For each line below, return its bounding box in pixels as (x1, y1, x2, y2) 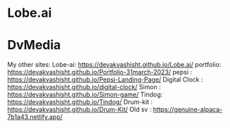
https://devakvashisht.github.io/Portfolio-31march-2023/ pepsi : (7, 68, 192, 77)
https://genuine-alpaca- (153, 105, 223, 114)
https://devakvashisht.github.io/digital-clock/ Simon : (7, 83, 161, 91)
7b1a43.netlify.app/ (7, 113, 63, 121)
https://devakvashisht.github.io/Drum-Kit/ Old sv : (7, 105, 152, 114)
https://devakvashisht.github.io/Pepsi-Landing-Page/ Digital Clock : (7, 75, 203, 84)
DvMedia (7, 37, 61, 53)
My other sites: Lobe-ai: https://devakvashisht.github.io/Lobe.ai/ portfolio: (7, 60, 222, 69)
